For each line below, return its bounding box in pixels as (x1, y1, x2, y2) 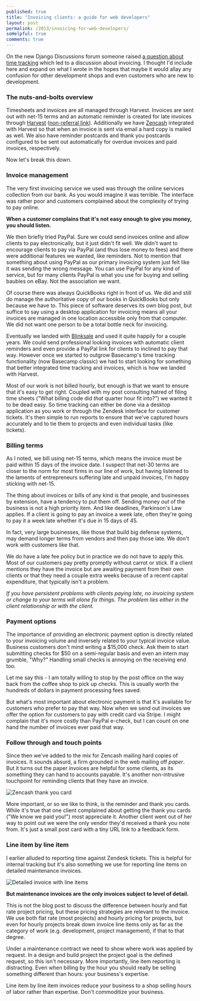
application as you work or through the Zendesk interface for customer (6, 407, 180, 415)
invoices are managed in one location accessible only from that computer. (6, 314, 187, 322)
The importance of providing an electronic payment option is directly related (6, 631, 193, 638)
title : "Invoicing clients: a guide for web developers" (6, 14, 151, 20)
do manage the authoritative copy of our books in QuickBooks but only (6, 295, 180, 302)
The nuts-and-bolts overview (6, 93, 93, 101)
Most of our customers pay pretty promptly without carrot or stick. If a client (6, 559, 193, 566)
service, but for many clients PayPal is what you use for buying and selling (6, 271, 189, 278)
